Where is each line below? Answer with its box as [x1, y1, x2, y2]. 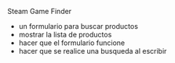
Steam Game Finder [7, 7, 72, 16]
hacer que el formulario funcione [18, 38, 126, 47]
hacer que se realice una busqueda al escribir [18, 47, 167, 55]
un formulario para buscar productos [18, 22, 139, 30]
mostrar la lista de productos [18, 30, 112, 39]
